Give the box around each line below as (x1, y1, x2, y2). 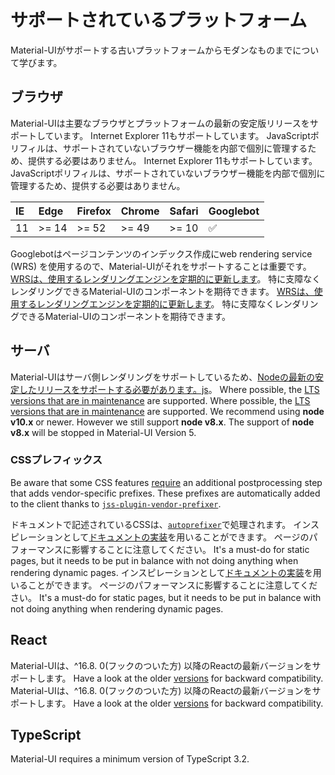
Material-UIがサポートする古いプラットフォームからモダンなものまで (10, 44, 293, 56)
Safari (169, 204, 199, 218)
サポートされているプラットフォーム (10, 9, 308, 32)
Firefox (76, 204, 112, 218)
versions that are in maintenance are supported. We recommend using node (10, 405, 325, 417)
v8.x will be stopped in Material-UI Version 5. (10, 426, 197, 438)
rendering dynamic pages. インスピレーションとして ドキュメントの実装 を (10, 566, 313, 578)
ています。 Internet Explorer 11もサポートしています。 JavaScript (44, 129, 311, 141)
